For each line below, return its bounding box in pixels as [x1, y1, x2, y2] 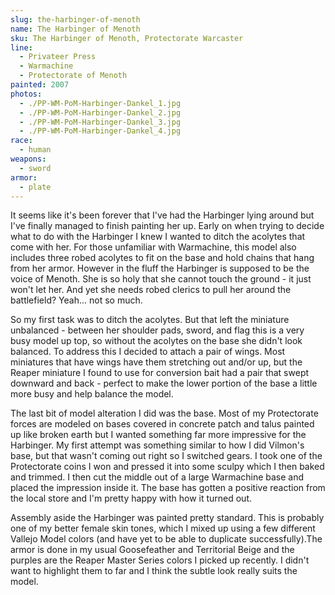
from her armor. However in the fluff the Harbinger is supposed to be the [10, 262, 310, 275]
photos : [10, 89, 43, 99]
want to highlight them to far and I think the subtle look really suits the [10, 565, 298, 577]
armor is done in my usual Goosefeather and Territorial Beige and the [10, 544, 295, 556]
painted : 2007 [10, 80, 70, 90]
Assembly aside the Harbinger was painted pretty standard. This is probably [10, 512, 325, 524]
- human [19, 145, 52, 155]
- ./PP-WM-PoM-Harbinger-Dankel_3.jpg [19, 117, 182, 127]
